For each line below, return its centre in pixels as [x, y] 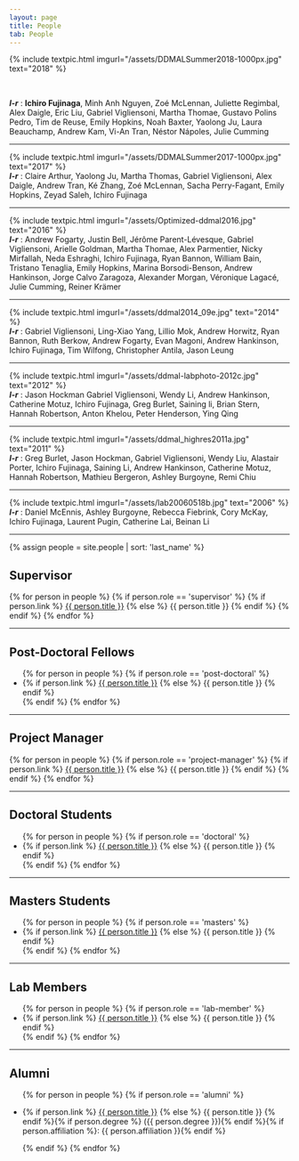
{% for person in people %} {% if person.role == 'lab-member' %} [143, 1009]
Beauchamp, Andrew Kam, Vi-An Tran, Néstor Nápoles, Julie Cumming [139, 132]
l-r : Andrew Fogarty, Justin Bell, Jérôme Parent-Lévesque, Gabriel [131, 240]
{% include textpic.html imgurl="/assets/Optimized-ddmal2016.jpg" [133, 221]
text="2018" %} [38, 69]
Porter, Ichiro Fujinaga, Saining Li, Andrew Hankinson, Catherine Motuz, [140, 467]
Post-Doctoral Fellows [72, 652]
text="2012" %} [38, 386]
